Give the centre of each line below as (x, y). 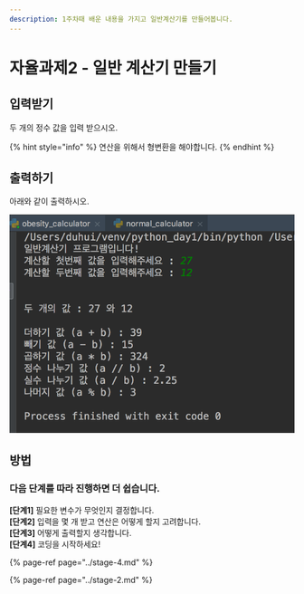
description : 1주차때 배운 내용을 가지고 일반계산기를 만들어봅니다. (121, 19)
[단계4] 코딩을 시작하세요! (55, 544)
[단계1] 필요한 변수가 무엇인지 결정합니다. (82, 510)
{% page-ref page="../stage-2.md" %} (81, 580)
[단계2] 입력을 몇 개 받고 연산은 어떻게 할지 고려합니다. (105, 522)
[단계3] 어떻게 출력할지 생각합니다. (71, 532)
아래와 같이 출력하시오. (49, 201)
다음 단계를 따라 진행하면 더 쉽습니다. (85, 489)
